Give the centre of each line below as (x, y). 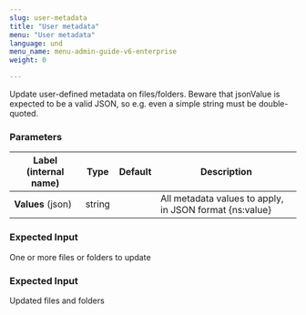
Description (226, 172)
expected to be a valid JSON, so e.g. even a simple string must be (133, 104)
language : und (36, 43)
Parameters (36, 137)
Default (135, 172)
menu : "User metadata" (52, 35)
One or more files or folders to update (81, 257)
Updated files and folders (57, 300)
